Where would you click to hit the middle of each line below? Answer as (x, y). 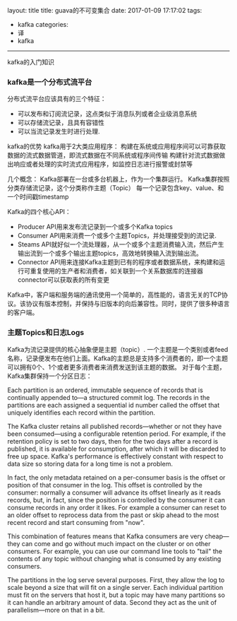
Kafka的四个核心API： (39, 212)
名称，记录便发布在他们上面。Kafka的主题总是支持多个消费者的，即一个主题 (117, 358)
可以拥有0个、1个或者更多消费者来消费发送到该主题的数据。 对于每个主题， (116, 367)
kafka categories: (43, 24)
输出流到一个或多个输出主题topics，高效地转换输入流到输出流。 (110, 254)
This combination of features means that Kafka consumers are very (105, 536)
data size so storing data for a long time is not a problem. (90, 463)
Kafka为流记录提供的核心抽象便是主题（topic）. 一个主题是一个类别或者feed (118, 349)
